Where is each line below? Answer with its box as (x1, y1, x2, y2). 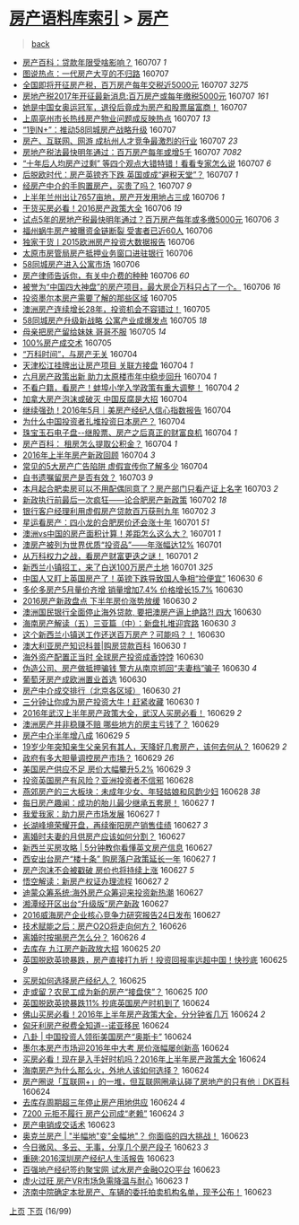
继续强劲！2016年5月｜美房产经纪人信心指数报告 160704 (21, 405, 232, 416)
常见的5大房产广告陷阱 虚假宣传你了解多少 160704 (21, 460, 209, 471)
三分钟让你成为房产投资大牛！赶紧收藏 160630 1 (21, 696, 200, 707)
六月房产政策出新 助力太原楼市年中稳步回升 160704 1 (21, 371, 217, 381)
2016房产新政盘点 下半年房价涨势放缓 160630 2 (21, 595, 198, 606)
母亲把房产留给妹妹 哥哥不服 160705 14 (21, 326, 167, 337)
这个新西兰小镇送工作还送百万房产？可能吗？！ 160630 (21, 629, 226, 640)
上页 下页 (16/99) (9, 1205, 72, 1216)
